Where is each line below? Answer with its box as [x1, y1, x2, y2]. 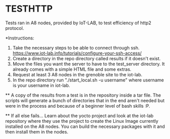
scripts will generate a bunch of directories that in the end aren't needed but [5, 97, 165, 104]
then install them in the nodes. [5, 128, 69, 134]
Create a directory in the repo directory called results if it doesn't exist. [12, 55, 161, 61]
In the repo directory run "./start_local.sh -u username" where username [12, 77, 164, 83]
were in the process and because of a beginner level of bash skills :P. [5, 103, 151, 109]
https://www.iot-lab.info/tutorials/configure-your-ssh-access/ [12, 50, 142, 56]
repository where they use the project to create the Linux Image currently [5, 118, 159, 124]
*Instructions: [5, 35, 35, 41]
